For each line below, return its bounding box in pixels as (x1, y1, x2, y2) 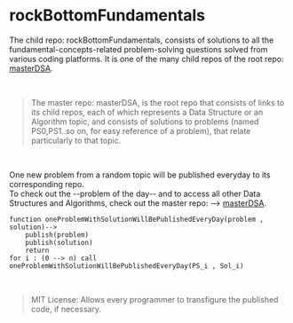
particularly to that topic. (30, 135, 122, 146)
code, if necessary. (30, 303, 102, 314)
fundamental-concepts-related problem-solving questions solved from (9, 43, 268, 54)
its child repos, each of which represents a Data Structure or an (30, 106, 264, 117)
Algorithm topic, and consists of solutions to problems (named (30, 116, 259, 127)
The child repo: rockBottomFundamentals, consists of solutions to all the (9, 35, 274, 45)
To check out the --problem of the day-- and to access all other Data (9, 188, 261, 199)
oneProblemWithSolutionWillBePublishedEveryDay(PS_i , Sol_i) (9, 261, 244, 271)
